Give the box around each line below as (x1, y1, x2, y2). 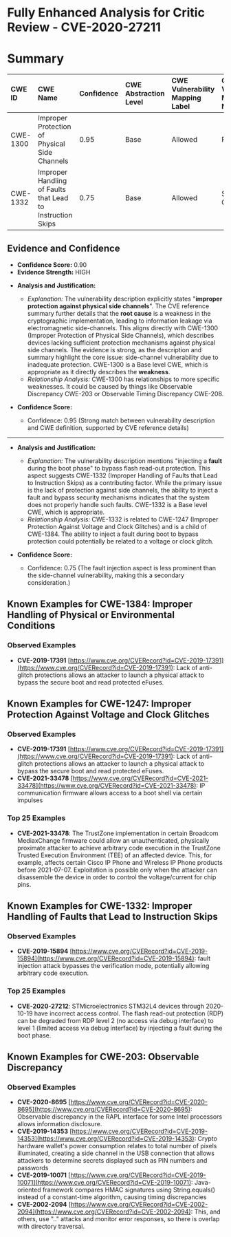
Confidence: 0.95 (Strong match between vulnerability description (27, 416, 215, 424)
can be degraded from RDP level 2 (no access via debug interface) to (16, 1016, 214, 1024)
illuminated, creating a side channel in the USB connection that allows (16, 1149, 215, 1157)
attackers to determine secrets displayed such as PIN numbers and (16, 1157, 208, 1165)
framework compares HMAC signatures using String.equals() (42, 1185, 215, 1194)
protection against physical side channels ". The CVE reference (27, 301, 210, 310)
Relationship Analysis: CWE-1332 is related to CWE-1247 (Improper (27, 515, 219, 524)
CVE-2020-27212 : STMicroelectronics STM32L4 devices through (16, 1002, 205, 1010)
